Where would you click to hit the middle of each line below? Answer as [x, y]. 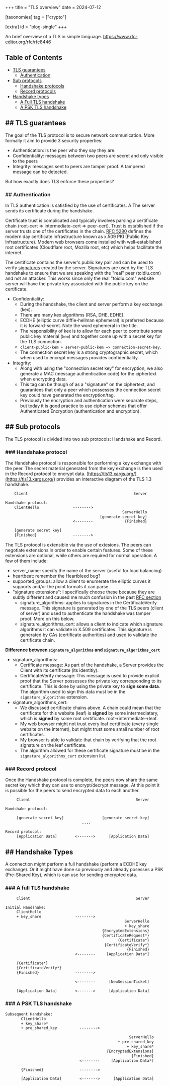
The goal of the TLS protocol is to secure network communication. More [80, 135]
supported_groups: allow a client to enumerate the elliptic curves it [81, 581]
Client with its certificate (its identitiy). [59, 670]
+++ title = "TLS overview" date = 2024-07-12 [53, 7]
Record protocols [38, 91]
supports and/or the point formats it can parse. [61, 587]
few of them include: [26, 561]
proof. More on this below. [47, 619]
